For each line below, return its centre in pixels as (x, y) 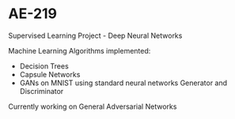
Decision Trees (44, 66)
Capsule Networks (50, 74)
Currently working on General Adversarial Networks (93, 106)
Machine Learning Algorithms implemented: (80, 50)
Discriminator (42, 91)
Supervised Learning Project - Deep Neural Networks (95, 35)
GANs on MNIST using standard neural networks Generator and (123, 83)
